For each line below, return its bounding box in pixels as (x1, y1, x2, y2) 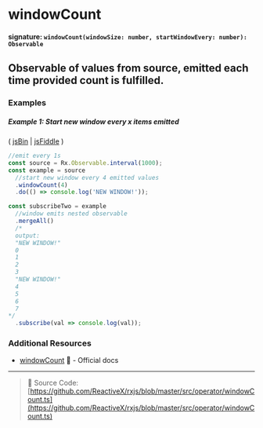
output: (15, 232, 41, 240)
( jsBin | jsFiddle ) (8, 137, 64, 146)
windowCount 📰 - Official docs (19, 356, 119, 365)
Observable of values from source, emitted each (8, 61, 249, 75)
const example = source (8, 166, 86, 174)
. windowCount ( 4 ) (15, 181, 68, 189)
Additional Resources (8, 338, 92, 349)
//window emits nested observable (15, 210, 128, 218)
